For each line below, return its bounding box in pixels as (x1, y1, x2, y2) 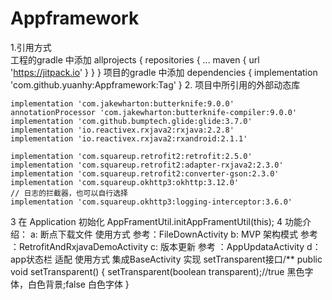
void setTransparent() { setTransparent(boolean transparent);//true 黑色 (10, 265, 305, 277)
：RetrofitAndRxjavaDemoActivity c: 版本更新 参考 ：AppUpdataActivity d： (10, 240, 322, 252)
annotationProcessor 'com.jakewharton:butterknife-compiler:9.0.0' (10, 107, 298, 117)
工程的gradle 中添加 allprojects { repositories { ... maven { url (10, 53, 260, 66)
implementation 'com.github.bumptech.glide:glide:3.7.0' (10, 116, 253, 126)
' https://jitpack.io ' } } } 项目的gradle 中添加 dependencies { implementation (10, 66, 318, 78)
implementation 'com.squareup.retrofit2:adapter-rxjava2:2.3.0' (10, 160, 284, 170)
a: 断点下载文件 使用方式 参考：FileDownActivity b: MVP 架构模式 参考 (29, 228, 319, 240)
